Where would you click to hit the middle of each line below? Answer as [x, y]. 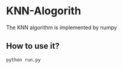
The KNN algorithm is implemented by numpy [61, 27]
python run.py [24, 60]
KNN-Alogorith [44, 11]
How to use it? [33, 46]
